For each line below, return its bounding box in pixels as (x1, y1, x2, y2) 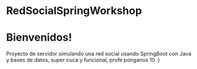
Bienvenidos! (6, 31, 72, 44)
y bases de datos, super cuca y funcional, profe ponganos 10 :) (6, 57, 160, 64)
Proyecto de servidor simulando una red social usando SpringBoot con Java (6, 50, 192, 57)
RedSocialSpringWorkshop (6, 4, 142, 18)
